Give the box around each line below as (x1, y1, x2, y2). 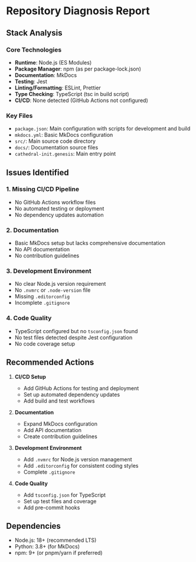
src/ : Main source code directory (14, 138, 96, 145)
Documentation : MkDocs (14, 71, 77, 78)
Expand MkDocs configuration (23, 420, 98, 427)
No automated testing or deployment (14, 205, 104, 212)
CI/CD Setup (14, 373, 46, 380)
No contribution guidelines (14, 252, 80, 259)
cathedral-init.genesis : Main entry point (14, 150, 116, 158)
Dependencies (6, 521, 61, 531)
